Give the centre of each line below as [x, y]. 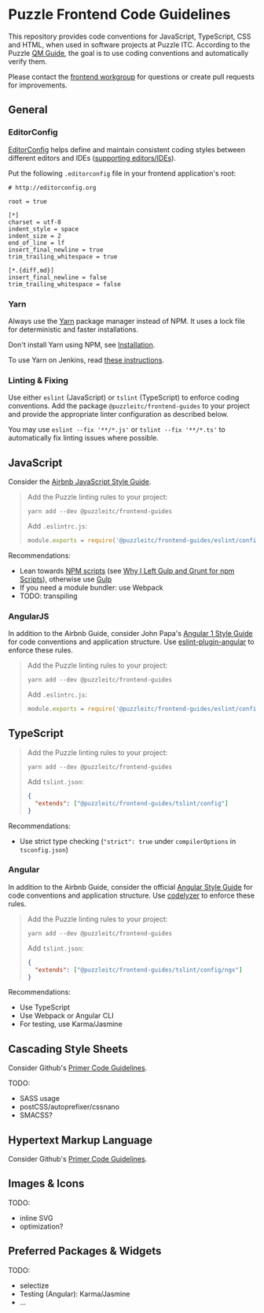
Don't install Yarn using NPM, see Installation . [82, 344]
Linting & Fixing [38, 380]
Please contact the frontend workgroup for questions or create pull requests [132, 76]
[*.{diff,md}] [31, 270]
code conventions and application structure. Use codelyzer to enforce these [132, 895]
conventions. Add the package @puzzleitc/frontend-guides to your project [129, 406]
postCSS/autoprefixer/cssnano [70, 1107]
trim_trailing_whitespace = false [65, 284]
